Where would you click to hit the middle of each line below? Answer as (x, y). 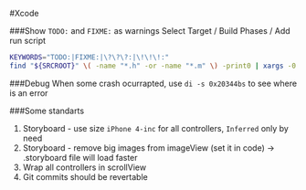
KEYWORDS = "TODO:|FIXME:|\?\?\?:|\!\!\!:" (90, 58)
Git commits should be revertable (85, 176)
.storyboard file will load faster (80, 157)
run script (28, 41)
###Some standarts (47, 111)
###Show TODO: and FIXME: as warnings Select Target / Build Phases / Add (150, 31)
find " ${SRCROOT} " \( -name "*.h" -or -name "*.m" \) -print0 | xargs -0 (153, 66)
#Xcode (24, 13)
